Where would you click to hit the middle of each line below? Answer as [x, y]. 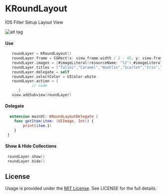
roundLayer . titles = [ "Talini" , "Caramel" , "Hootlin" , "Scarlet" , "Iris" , [86, 67]
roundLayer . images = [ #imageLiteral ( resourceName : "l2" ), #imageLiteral [87, 63]
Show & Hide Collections [31, 146]
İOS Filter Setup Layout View [34, 22]
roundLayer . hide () [26, 161]
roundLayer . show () [26, 157]
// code [40, 86]
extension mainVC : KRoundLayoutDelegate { [54, 117]
